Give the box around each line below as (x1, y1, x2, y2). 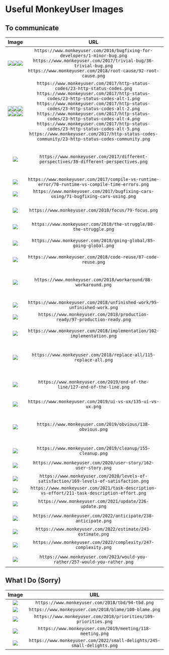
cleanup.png (79, 450, 108, 456)
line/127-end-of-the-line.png (57, 384, 130, 390)
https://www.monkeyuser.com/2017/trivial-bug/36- (33, 58, 154, 64)
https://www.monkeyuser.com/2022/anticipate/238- (33, 513, 154, 519)
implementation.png (70, 333, 117, 339)
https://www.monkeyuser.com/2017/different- (39, 154, 148, 160)
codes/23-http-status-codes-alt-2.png (47, 106, 140, 112)
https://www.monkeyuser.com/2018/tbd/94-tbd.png (35, 599, 154, 606)
